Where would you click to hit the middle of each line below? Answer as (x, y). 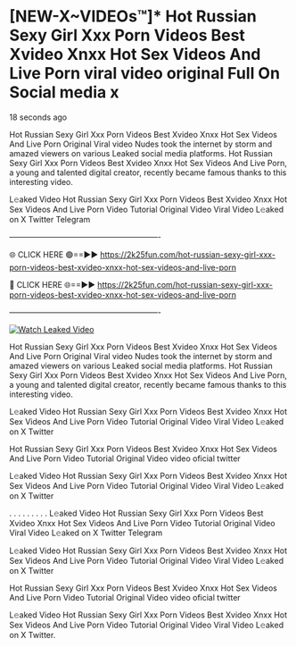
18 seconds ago (38, 117)
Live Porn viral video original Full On (145, 74)
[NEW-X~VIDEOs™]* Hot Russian (133, 17)
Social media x (64, 92)
